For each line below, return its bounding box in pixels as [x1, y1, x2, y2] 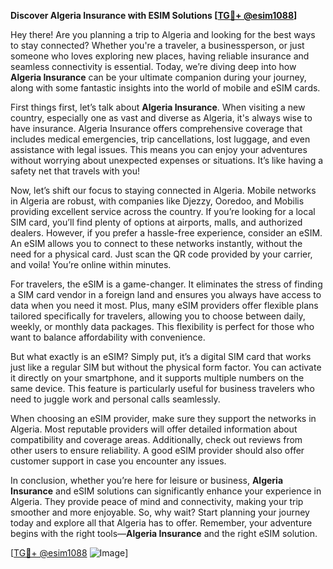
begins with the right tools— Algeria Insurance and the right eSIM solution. [10, 528, 318, 539]
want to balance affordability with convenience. [10, 331, 206, 343]
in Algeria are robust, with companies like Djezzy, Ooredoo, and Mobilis [10, 195, 305, 207]
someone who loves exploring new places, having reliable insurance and [10, 50, 310, 62]
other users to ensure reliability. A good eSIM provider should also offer [10, 445, 305, 456]
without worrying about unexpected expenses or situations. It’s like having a [10, 155, 324, 166]
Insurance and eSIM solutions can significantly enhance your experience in [10, 485, 322, 497]
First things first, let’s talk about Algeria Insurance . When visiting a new [10, 101, 306, 113]
